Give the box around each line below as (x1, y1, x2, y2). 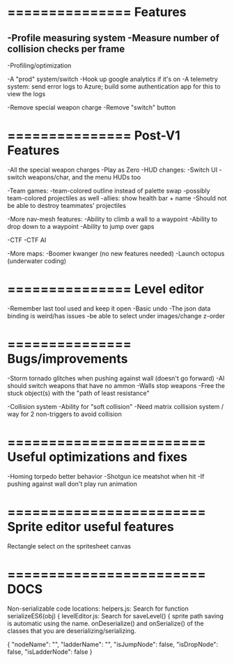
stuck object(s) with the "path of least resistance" (7, 389, 150, 397)
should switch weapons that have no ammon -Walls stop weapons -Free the (7, 381, 225, 389)
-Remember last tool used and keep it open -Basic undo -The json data (7, 304, 211, 313)
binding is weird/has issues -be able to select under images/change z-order (7, 311, 225, 320)
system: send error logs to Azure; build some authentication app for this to (7, 82, 221, 91)
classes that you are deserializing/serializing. (7, 626, 136, 635)
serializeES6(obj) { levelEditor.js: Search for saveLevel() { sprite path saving (7, 611, 224, 620)
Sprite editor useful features (7, 519, 174, 535)
